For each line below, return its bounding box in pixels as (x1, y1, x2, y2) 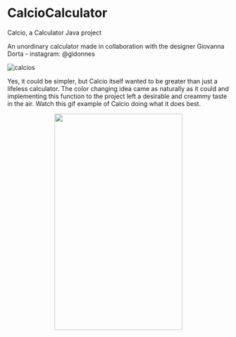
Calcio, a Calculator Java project (7, 28, 102, 37)
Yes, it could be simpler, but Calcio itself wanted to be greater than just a (7, 76, 218, 85)
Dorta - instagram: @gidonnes (7, 49, 95, 58)
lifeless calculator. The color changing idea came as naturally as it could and (7, 84, 229, 93)
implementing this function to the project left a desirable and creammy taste (7, 92, 228, 100)
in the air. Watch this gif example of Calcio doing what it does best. (7, 99, 201, 107)
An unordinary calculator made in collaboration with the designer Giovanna (7, 42, 225, 50)
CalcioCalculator (7, 5, 108, 21)
